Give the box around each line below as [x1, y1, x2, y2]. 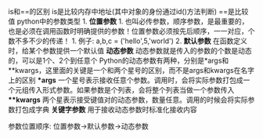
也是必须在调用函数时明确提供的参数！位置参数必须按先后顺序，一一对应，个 [8, 27, 255, 35]
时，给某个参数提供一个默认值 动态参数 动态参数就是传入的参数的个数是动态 [8, 46, 252, 55]
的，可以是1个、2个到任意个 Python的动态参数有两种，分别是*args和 [8, 56, 229, 65]
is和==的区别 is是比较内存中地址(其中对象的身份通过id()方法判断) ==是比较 [8, 7, 249, 16]
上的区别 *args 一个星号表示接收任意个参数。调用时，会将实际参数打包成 [8, 75, 243, 85]
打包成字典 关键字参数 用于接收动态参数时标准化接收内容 [14, 105, 197, 114]
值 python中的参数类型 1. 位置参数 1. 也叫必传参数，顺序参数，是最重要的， [8, 16, 249, 26]
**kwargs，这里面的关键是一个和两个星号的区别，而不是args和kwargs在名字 [8, 66, 254, 74]
